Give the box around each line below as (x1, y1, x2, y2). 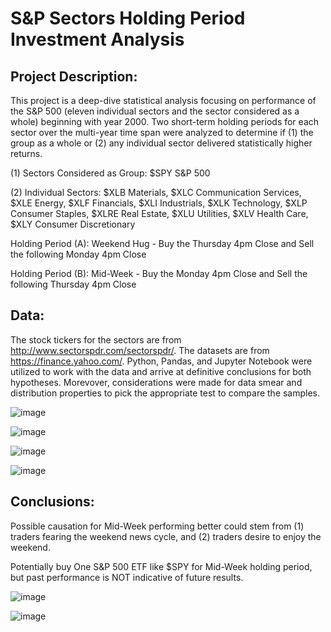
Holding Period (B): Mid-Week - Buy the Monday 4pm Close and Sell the (10, 268, 308, 279)
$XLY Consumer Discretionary (10, 218, 136, 230)
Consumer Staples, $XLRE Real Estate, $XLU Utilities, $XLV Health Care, (10, 208, 309, 219)
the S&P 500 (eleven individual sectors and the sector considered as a (10, 105, 300, 117)
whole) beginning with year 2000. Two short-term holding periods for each (10, 116, 320, 127)
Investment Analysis (10, 28, 185, 51)
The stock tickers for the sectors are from (10, 333, 182, 346)
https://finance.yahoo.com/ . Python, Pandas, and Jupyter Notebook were (10, 355, 313, 367)
